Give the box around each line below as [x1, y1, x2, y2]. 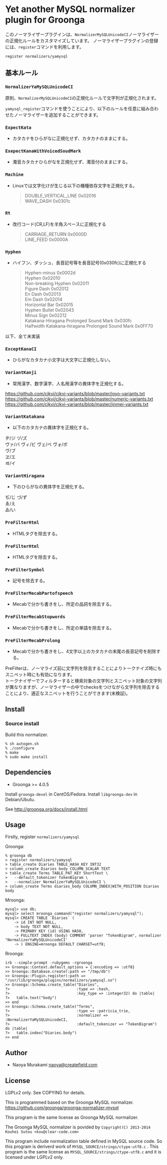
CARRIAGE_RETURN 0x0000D [24, 231, 87, 237]
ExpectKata [5, 124, 31, 130]
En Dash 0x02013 [24, 291, 61, 297]
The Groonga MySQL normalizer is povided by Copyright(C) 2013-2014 [5, 1124, 151, 1130]
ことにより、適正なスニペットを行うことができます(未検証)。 [5, 690, 131, 696]
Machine [5, 172, 24, 177]
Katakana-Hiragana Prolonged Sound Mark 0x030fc [24, 318, 132, 324]
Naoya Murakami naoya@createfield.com [12, 1062, 98, 1068]
